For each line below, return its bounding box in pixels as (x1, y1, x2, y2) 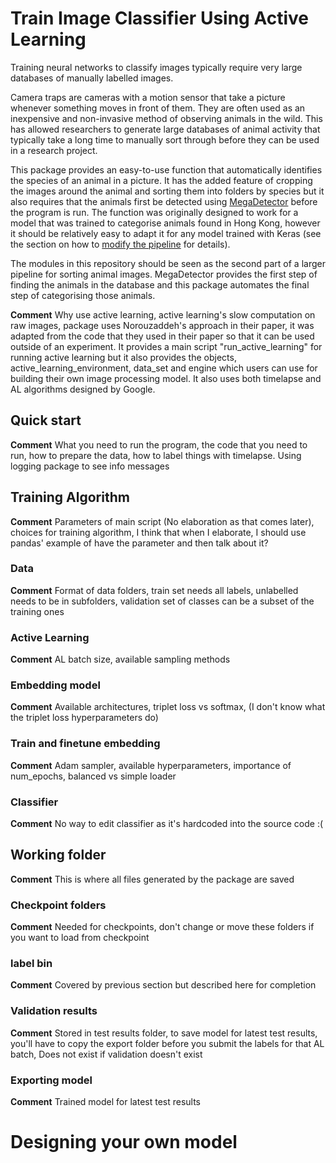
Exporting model (10, 1073, 93, 1087)
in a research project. (10, 144, 98, 156)
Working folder (10, 847, 107, 864)
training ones (10, 605, 65, 617)
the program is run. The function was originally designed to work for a (10, 206, 299, 218)
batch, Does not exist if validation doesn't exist (10, 1048, 203, 1060)
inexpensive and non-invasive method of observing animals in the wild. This (10, 112, 323, 124)
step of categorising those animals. (10, 289, 156, 301)
